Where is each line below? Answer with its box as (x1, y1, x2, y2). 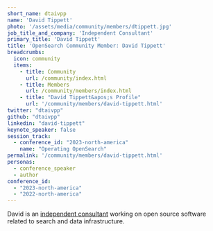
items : (13, 62, 33, 69)
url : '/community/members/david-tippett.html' (25, 101, 163, 108)
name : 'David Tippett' (7, 17, 73, 24)
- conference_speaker (13, 164, 76, 172)
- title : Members (19, 81, 70, 88)
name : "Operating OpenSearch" (19, 146, 108, 153)
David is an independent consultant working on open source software (7, 209, 207, 219)
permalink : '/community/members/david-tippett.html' (7, 152, 163, 160)
